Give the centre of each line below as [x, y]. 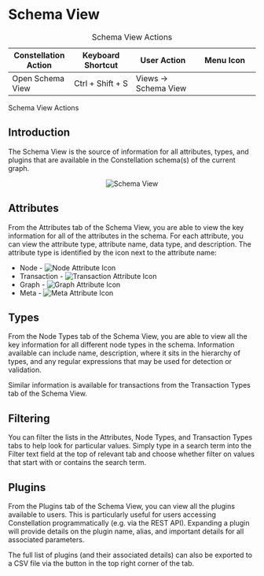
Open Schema [38, 78]
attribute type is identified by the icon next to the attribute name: [113, 252]
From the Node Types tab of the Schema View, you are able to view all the [128, 336]
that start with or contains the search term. [77, 463]
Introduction [39, 133]
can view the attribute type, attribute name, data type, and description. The [130, 244]
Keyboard [101, 55]
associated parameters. [46, 540]
